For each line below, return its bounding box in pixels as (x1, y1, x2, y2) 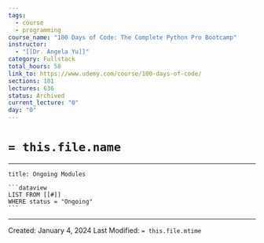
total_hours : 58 (8, 63, 61, 71)
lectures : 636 (8, 84, 55, 92)
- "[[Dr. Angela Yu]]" (15, 48, 90, 56)
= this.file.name (8, 140, 122, 155)
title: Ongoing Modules (8, 170, 86, 178)
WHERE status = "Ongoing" (8, 198, 93, 205)
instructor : (8, 41, 47, 49)
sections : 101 (8, 77, 55, 85)
